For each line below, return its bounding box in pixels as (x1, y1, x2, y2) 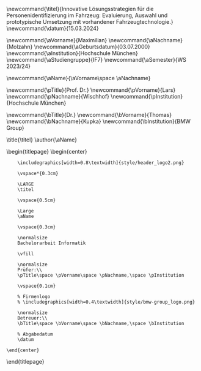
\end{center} (6, 347, 40, 353)
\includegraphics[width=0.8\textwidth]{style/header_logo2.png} (17, 160, 185, 166)
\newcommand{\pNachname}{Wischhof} (6, 93, 110, 100)
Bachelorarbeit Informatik (17, 240, 86, 246)
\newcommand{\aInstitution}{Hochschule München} (6, 50, 139, 57)
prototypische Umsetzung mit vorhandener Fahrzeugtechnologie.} (6, 18, 174, 25)
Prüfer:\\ (17, 267, 43, 273)
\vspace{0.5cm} (17, 197, 56, 203)
